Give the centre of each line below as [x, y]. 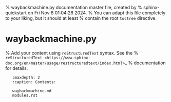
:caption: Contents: [34, 82]
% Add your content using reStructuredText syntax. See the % [72, 53]
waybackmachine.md [32, 91]
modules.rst [25, 95]
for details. [17, 68]
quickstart [16, 13]
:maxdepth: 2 [26, 78]
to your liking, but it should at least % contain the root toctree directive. [81, 18]
